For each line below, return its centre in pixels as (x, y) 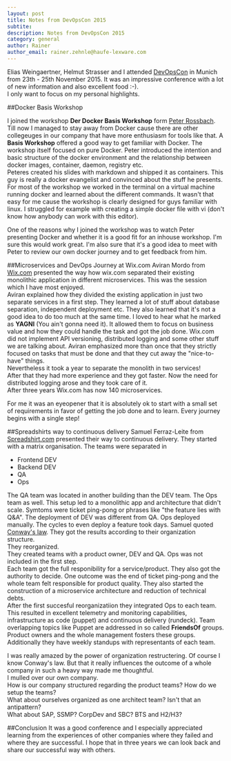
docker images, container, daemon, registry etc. (75, 165)
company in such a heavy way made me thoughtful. (80, 670)
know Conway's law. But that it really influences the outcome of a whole (109, 663)
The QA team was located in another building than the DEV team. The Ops (112, 495)
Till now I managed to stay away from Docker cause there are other (103, 128)
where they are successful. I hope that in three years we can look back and (114, 742)
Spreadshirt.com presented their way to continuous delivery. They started (112, 439)
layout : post (26, 13)
